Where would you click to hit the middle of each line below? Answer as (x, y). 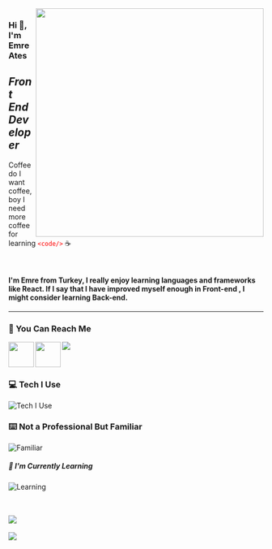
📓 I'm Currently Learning (51, 466)
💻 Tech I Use (35, 385)
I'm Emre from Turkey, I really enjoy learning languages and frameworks (132, 280)
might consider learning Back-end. (68, 298)
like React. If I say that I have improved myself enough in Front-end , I (127, 289)
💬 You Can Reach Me (50, 328)
